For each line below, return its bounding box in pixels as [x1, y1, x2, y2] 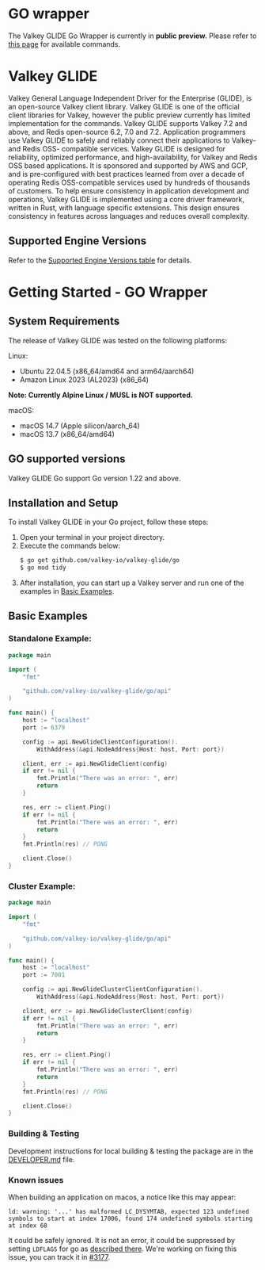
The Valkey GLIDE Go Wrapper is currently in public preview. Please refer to [8, 31, 257, 40]
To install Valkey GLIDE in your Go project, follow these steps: [8, 517, 209, 527]
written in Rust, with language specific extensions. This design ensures [8, 203, 240, 212]
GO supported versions [8, 453, 126, 466]
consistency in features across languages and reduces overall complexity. [8, 211, 250, 220]
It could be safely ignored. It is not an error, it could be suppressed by [8, 1235, 236, 1245]
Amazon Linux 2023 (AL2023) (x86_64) [19, 374, 149, 384]
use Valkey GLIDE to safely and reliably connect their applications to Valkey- [8, 136, 257, 145]
